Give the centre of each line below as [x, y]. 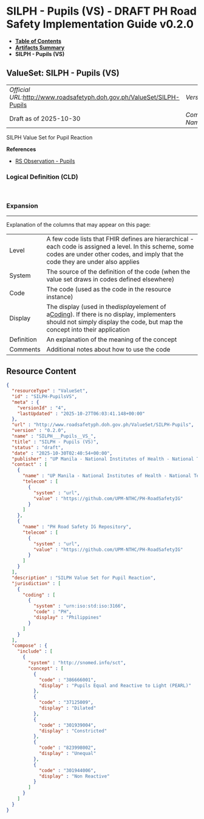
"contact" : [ [29, 464]
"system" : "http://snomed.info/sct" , [77, 663]
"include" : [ [35, 651]
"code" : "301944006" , [67, 770]
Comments [25, 350]
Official [20, 90]
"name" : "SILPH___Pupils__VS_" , [54, 436]
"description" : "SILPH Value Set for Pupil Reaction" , [84, 578]
